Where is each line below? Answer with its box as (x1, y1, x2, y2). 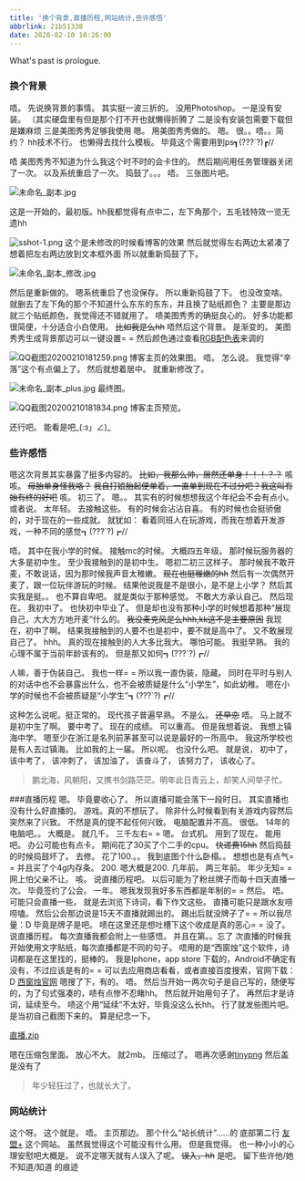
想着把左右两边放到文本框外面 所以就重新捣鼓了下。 (9, 248, 203, 259)
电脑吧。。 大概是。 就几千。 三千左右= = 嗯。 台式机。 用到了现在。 (9, 827, 264, 839)
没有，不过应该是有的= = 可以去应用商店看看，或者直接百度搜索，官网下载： (9, 964, 296, 976)
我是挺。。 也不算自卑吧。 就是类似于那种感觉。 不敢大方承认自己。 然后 (16, 590, 286, 602)
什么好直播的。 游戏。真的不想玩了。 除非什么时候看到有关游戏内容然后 (25, 804, 293, 816)
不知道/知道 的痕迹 (9, 1162, 79, 1173)
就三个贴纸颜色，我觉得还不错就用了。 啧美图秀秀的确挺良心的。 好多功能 (9, 309, 285, 320)
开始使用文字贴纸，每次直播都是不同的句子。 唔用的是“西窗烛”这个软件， (9, 941, 282, 953)
